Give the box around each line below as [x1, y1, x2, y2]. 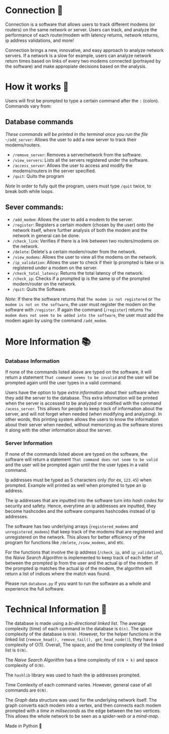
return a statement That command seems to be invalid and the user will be [5, 374, 159, 380]
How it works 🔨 [5, 81, 69, 92]
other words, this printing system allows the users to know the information [5, 416, 159, 422]
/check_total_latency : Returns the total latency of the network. [12, 270, 144, 276]
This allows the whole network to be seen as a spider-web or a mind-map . [5, 713, 159, 719]
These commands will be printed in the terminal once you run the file [5, 131, 148, 137]
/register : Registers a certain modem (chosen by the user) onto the [12, 222, 154, 228]
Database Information [5, 357, 60, 364]
